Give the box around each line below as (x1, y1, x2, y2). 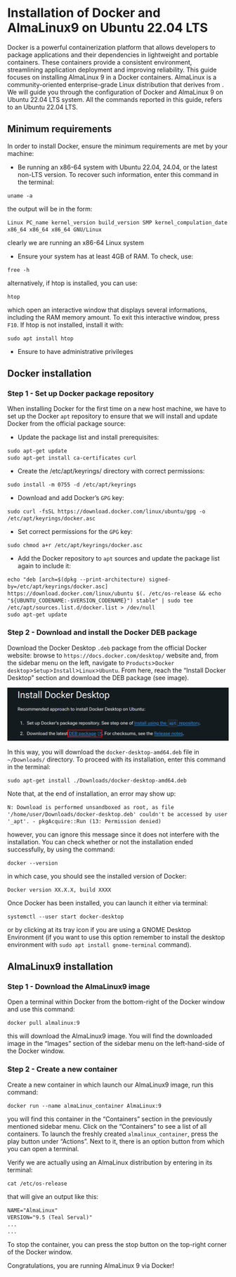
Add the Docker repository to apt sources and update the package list (17, 554, 220, 563)
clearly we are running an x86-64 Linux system (7, 238, 144, 247)
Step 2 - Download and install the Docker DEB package (7, 627, 197, 637)
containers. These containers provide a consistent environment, (7, 58, 192, 66)
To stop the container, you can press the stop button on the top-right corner (7, 1240, 227, 1248)
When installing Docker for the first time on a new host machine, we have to (7, 405, 227, 413)
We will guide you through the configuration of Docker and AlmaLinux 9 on (7, 88, 223, 96)
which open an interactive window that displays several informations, (7, 306, 207, 314)
